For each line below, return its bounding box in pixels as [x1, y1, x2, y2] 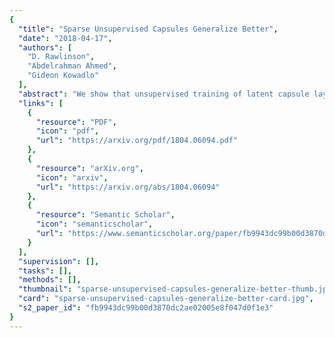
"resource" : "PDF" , [35, 117, 117, 127]
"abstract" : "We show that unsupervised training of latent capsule [18, 89, 310, 99]
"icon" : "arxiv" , [35, 172, 109, 183]
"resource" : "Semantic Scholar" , [35, 210, 176, 220]
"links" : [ [18, 98, 64, 108]
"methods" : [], [18, 275, 82, 285]
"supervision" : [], [18, 256, 100, 266]
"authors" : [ [18, 42, 73, 53]
